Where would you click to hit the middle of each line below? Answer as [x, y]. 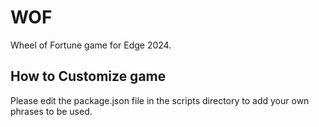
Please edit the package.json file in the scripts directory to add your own [160, 100]
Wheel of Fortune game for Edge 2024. [91, 45]
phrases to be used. [51, 111]
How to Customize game [88, 76]
